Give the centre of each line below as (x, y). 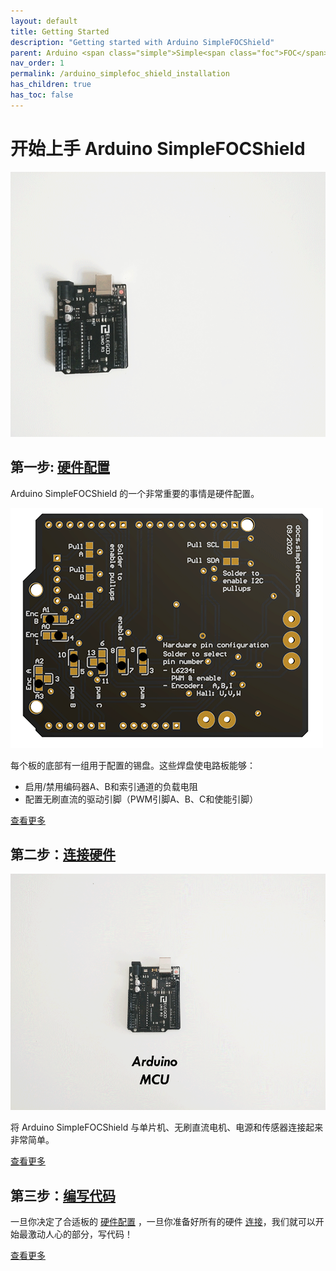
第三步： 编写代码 (63, 1195)
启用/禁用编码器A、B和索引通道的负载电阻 (111, 786)
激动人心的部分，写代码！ (80, 1234)
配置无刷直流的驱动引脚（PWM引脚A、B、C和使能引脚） (141, 799)
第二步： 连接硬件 (63, 854)
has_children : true (51, 85)
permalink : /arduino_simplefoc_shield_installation (120, 74)
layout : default (44, 21)
